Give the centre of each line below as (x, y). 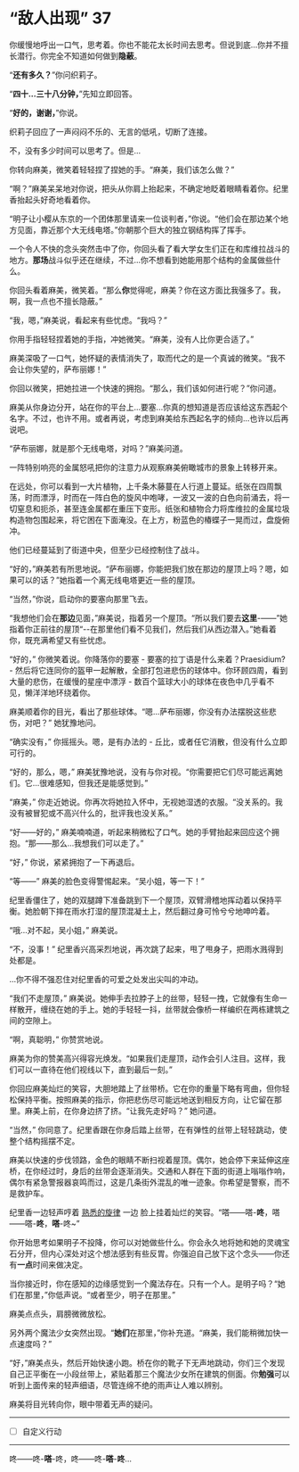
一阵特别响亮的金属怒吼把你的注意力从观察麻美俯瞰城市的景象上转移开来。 (145, 467)
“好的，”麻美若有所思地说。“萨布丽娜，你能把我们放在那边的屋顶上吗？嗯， (145, 568)
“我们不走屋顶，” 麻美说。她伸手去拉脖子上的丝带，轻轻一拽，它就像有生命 (145, 998)
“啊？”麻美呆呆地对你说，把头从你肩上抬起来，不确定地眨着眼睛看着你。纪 (145, 188)
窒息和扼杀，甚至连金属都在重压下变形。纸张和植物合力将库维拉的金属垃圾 (153, 509)
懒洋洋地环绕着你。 (60, 692)
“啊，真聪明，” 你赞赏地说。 (59, 1039)
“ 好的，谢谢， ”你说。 (46, 112)
